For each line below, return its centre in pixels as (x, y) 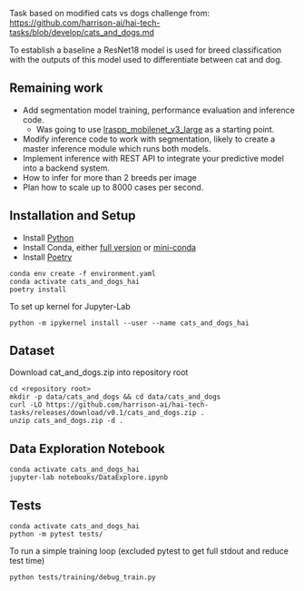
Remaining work (56, 89)
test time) (27, 561)
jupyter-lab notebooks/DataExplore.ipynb (89, 478)
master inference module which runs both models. (117, 148)
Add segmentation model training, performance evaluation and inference (158, 110)
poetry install (38, 290)
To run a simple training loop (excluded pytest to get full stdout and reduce (149, 551)
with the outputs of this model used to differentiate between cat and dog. (146, 59)
